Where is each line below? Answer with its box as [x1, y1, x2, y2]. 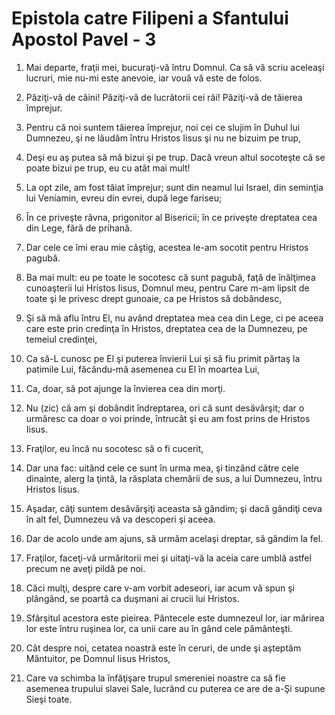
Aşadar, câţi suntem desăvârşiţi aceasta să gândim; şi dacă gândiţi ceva [25, 502, 323, 514]
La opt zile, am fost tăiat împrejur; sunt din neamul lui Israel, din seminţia [25, 181, 324, 193]
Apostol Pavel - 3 [11, 28, 157, 51]
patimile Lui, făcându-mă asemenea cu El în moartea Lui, [25, 363, 260, 375]
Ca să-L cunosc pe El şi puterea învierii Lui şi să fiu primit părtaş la [25, 352, 301, 364]
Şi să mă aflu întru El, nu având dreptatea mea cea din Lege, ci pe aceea [25, 312, 324, 324]
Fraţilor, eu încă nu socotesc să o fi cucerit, [25, 442, 204, 454]
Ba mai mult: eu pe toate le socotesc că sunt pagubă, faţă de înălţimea [25, 271, 316, 283]
